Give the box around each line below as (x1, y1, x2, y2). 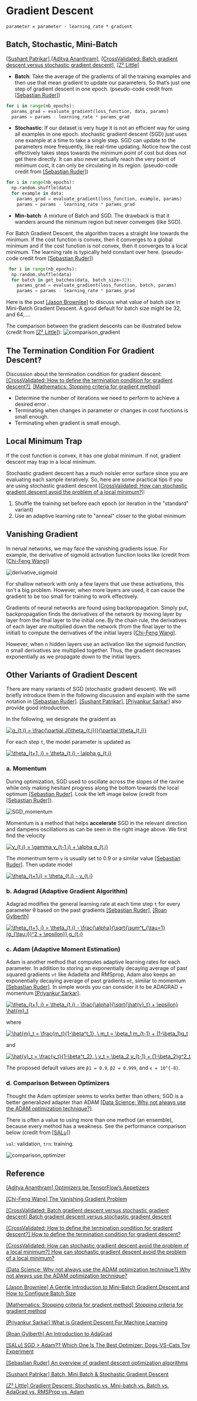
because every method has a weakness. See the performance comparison (6, 1122, 186, 1129)
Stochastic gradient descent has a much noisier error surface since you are (6, 469, 188, 477)
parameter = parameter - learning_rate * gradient (6, 24, 133, 29)
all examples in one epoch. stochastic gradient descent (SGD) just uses (14, 131, 188, 138)
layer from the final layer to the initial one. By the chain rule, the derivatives (6, 616, 187, 624)
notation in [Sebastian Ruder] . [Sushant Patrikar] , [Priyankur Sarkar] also (6, 698, 182, 705)
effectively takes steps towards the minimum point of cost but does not (14, 149, 186, 156)
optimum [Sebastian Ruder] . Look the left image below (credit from (6, 790, 168, 797)
